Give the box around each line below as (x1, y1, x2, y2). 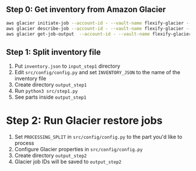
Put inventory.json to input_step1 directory (14, 62, 121, 69)
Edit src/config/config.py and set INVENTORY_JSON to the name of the (14, 69, 181, 76)
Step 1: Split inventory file (6, 47, 101, 57)
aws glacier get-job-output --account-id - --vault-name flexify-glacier (6, 31, 192, 37)
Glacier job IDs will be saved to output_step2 (14, 158, 121, 165)
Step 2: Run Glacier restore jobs (6, 114, 163, 127)
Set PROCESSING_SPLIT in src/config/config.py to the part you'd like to (14, 134, 183, 141)
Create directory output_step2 (14, 152, 87, 159)
